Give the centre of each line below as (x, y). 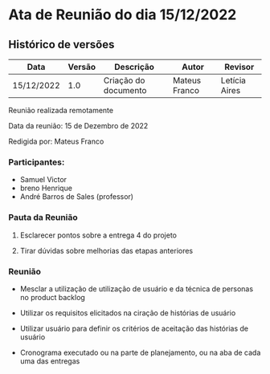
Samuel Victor (43, 180)
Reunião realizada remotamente (61, 110)
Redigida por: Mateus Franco (56, 141)
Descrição (135, 67)
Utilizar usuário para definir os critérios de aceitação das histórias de (134, 328)
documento (125, 90)
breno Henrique (46, 188)
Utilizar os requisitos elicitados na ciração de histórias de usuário (128, 313)
